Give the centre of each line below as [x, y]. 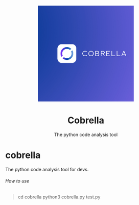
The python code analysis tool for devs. [47, 169]
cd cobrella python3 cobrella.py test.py [59, 197]
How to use [17, 181]
